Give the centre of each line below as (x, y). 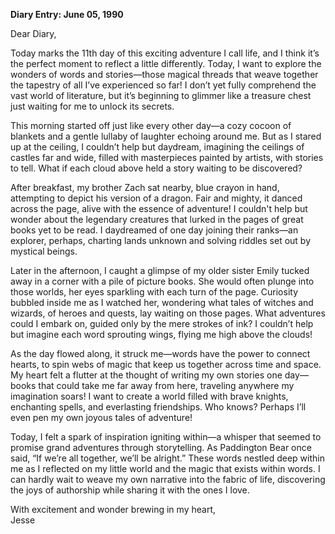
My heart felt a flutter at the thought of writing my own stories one (146, 375)
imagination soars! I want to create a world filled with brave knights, (149, 396)
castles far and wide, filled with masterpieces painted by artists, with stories (167, 157)
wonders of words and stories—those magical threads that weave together (164, 74)
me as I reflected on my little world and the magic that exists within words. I (165, 468)
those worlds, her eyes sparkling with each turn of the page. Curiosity (154, 292)
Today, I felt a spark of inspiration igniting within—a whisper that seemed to (166, 437)
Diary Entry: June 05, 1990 (67, 14)
